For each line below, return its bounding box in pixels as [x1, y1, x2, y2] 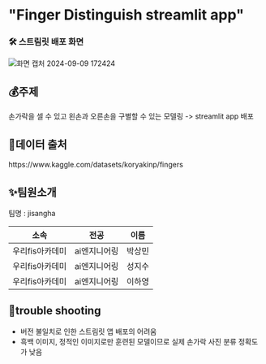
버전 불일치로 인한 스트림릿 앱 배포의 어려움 [19, 327, 157, 336]
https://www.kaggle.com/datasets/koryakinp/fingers [8, 160, 184, 170]
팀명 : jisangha [8, 208, 56, 218]
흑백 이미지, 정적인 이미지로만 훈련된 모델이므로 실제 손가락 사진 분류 [19, 336, 237, 346]
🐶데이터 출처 [8, 137, 67, 151]
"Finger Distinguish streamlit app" [8, 6, 245, 24]
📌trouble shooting [8, 304, 101, 318]
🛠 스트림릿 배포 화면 [8, 37, 84, 48]
